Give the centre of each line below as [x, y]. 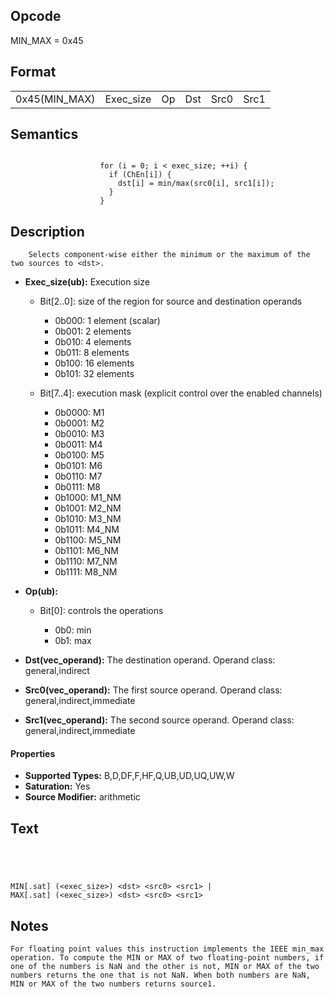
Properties [33, 753]
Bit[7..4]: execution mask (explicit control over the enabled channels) [181, 393]
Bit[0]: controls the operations [101, 611]
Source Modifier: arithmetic [82, 797]
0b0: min [73, 630]
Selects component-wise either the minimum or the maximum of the [169, 255]
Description [47, 231]
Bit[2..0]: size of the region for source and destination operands [171, 301]
